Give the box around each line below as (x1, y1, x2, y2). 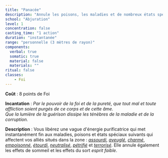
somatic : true (9, 53, 39, 59)
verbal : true (9, 49, 37, 54)
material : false (9, 58, 43, 63)
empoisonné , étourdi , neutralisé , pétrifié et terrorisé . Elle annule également (5, 142, 159, 148)
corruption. (5, 116, 28, 122)
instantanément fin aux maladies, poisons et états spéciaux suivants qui (5, 131, 153, 137)
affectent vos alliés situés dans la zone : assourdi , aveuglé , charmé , (5, 136, 145, 142)
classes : (5, 72, 23, 77)
